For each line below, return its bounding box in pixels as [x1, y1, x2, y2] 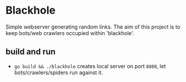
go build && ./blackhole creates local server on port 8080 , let [14, 62, 166, 70]
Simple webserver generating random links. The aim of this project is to [5, 23, 181, 30]
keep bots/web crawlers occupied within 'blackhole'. [5, 29, 135, 36]
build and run [5, 47, 56, 57]
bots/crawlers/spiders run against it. [14, 69, 103, 76]
